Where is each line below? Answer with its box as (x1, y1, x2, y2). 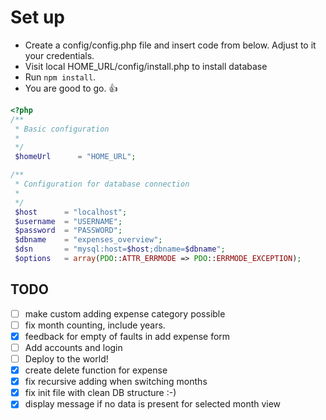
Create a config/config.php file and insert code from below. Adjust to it (24, 39, 317, 51)
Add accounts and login (24, 341, 123, 353)
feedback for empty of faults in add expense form (24, 330, 231, 342)
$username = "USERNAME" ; (14, 216, 123, 226)
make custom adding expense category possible (24, 307, 226, 320)
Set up (10, 6, 65, 29)
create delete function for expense (24, 364, 168, 376)
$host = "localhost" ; (14, 207, 128, 217)
